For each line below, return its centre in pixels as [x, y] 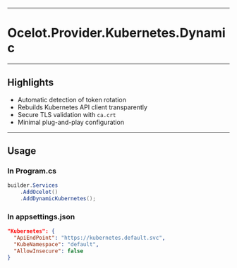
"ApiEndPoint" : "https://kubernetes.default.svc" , [90, 238]
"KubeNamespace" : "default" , [56, 245]
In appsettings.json [41, 217]
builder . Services [33, 185]
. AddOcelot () [39, 192]
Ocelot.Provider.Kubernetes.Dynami [116, 33]
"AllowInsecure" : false [48, 251]
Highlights [31, 83]
